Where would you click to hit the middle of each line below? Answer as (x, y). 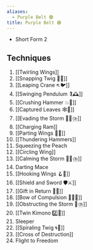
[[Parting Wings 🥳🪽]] (40, 133)
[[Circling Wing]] (35, 152)
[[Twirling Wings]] (37, 72)
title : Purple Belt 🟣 (34, 22)
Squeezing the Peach (41, 146)
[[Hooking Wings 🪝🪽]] (42, 174)
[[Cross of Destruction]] (44, 235)
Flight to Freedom (36, 241)
